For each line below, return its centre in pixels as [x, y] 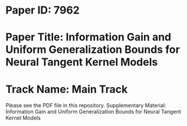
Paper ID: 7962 [43, 10]
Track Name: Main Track [67, 89]
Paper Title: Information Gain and [88, 37]
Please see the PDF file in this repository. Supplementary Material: [86, 105]
